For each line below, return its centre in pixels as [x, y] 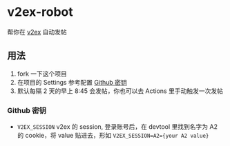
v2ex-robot [40, 12]
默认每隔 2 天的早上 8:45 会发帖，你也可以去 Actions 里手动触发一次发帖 [120, 91]
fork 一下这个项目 [42, 74]
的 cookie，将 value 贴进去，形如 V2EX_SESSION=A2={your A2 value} [113, 136]
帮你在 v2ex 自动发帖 [37, 32]
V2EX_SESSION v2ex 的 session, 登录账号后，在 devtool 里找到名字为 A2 [117, 127]
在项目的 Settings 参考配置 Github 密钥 [72, 82]
